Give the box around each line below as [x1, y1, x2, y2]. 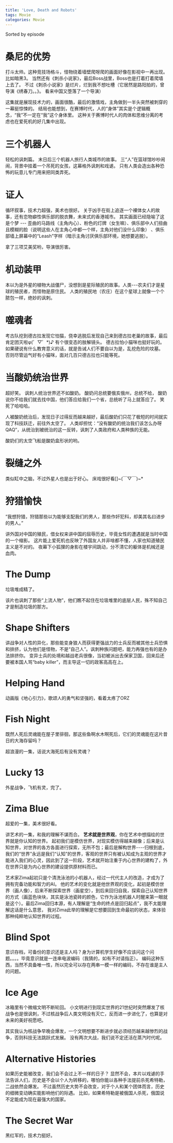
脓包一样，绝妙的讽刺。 [5, 295, 55, 301]
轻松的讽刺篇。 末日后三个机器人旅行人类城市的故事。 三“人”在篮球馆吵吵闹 [5, 157, 166, 163]
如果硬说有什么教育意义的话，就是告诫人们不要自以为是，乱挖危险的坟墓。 [5, 345, 163, 352]
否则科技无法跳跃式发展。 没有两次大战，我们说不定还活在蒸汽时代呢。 [14, 1034, 165, 1041]
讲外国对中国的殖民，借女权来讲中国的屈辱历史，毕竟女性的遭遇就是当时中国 [5, 531, 168, 537]
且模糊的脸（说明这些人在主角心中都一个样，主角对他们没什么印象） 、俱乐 [5, 227, 165, 233]
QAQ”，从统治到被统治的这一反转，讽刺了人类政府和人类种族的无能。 [5, 427, 153, 432]
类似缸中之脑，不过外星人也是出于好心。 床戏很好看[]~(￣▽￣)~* [5, 475, 144, 481]
